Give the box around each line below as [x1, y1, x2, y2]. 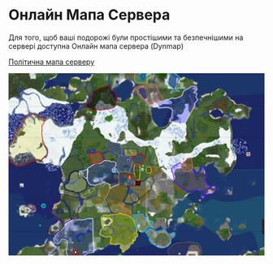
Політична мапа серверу [8, 57, 95, 67]
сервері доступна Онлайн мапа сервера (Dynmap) [8, 41, 184, 50]
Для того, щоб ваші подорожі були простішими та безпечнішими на [8, 32, 244, 42]
